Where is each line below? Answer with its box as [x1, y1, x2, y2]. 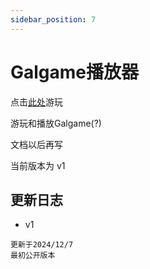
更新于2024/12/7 [10, 240, 74, 250]
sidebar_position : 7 [10, 14, 97, 25]
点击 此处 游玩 [10, 96, 63, 108]
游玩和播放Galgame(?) [10, 117, 102, 129]
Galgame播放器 [10, 61, 140, 83]
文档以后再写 [10, 138, 63, 150]
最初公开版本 [10, 251, 56, 261]
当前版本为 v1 [10, 159, 66, 171]
